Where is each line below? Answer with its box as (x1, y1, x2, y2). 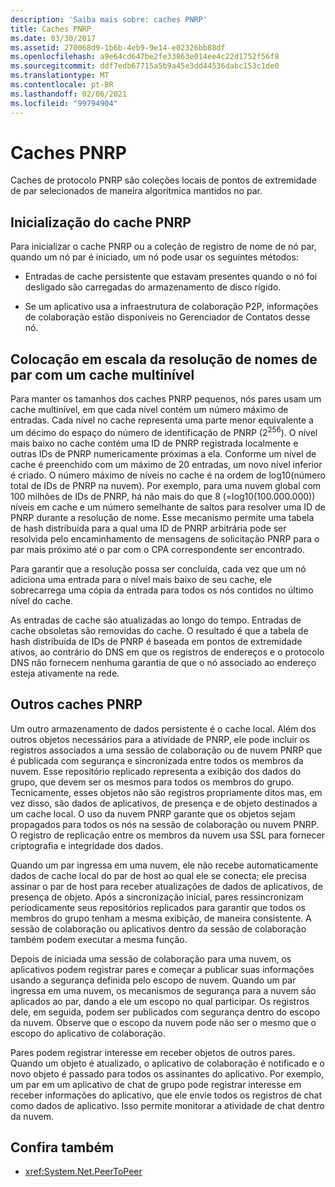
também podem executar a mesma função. (10, 933, 188, 945)
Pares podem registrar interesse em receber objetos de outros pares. (10, 1046, 296, 1058)
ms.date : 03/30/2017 (10, 33, 97, 43)
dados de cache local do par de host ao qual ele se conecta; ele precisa (10, 869, 307, 881)
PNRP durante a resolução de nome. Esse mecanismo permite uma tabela (10, 511, 315, 523)
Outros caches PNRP (10, 696, 143, 713)
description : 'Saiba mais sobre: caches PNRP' (10, 14, 208, 25)
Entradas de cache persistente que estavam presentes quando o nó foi (24, 271, 318, 283)
